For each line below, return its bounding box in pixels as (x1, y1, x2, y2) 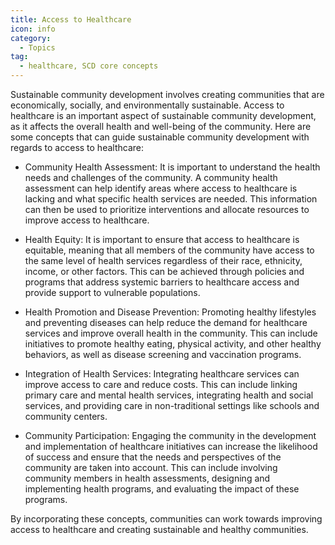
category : (10, 33, 52, 43)
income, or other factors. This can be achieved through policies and (24, 266, 305, 277)
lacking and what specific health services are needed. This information (24, 193, 318, 205)
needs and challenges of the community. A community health (24, 172, 278, 183)
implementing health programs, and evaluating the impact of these (24, 483, 300, 495)
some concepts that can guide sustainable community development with (10, 131, 310, 143)
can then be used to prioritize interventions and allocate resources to (24, 204, 310, 215)
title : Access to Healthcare (10, 14, 132, 25)
